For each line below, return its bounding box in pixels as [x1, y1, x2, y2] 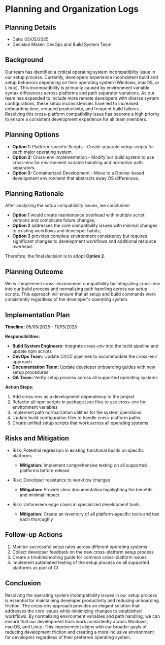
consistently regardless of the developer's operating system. [5, 297, 129, 302]
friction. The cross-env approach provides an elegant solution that [5, 602, 140, 608]
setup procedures [12, 369, 49, 375]
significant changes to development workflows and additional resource [12, 238, 157, 244]
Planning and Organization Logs [5, 3, 139, 15]
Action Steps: [5, 384, 33, 390]
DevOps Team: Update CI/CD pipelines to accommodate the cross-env [12, 353, 157, 359]
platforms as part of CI [12, 564, 58, 570]
